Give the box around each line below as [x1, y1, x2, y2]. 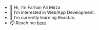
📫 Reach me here [9, 20, 46, 26]
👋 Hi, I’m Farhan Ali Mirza [9, 5, 60, 10]
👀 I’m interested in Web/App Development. [9, 10, 95, 15]
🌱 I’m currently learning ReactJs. [9, 15, 76, 20]
